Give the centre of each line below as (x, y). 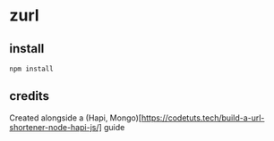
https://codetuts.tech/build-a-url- (203, 118)
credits (30, 96)
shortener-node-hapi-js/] (56, 127)
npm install (31, 69)
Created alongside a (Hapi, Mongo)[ (75, 118)
